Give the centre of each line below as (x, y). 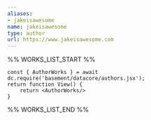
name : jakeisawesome (37, 27)
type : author (26, 33)
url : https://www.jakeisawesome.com (60, 40)
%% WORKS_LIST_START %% (51, 59)
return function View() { (45, 84)
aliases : (20, 14)
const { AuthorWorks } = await (53, 73)
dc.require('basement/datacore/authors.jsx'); (76, 78)
